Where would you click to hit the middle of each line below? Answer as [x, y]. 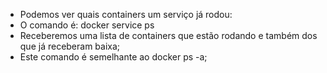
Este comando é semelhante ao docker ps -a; [113, 57]
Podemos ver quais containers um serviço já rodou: [126, 14]
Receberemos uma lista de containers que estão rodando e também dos [168, 35]
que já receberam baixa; [70, 46]
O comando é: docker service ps [87, 25]
